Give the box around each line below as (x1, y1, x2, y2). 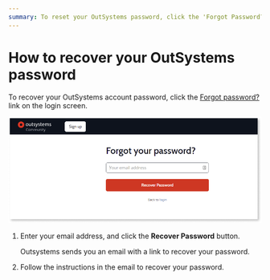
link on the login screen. (8, 100, 88, 110)
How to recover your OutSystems (8, 48, 235, 67)
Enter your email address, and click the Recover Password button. (19, 231, 240, 241)
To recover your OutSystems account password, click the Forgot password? (8, 92, 260, 102)
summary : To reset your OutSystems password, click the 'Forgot (8, 13, 228, 21)
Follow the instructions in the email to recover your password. (19, 262, 225, 272)
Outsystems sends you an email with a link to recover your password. (19, 246, 251, 256)
